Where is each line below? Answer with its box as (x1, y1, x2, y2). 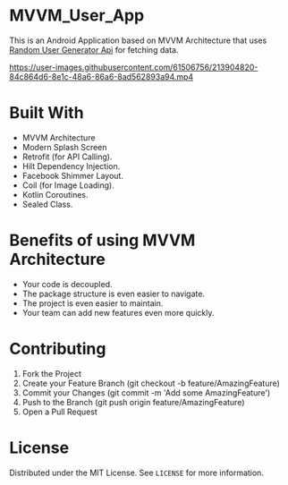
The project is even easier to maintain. (21, 297, 164, 309)
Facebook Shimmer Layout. (21, 170, 123, 181)
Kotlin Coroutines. (21, 189, 89, 200)
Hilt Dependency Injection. (21, 160, 121, 171)
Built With (9, 103, 84, 123)
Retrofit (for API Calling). (21, 151, 113, 162)
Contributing (9, 339, 106, 359)
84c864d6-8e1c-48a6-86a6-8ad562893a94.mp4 (9, 71, 194, 81)
